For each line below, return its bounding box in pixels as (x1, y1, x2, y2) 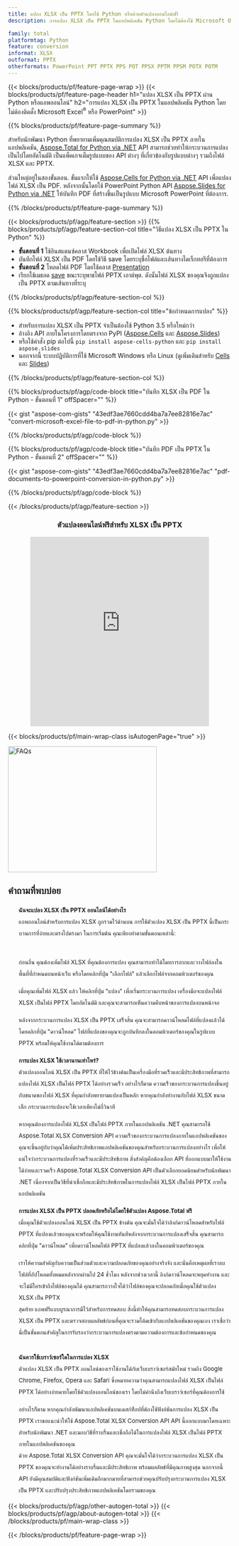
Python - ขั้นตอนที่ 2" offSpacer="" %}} (8, 453, 118, 461)
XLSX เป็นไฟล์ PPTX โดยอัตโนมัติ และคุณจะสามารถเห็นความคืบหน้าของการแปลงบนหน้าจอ (18, 998, 220, 1006)
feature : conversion (8, 43, 70, 51)
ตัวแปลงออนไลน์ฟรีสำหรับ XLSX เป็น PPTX (57, 520, 183, 530)
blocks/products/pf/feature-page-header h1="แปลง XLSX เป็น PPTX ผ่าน (8, 90, 213, 98)
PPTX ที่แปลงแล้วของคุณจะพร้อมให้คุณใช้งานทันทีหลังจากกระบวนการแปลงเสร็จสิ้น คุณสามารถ (18, 1229, 224, 1238)
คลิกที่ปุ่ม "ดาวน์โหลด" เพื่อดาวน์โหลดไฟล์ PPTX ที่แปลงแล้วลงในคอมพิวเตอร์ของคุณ (18, 1241, 204, 1249)
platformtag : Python (8, 36, 70, 43)
